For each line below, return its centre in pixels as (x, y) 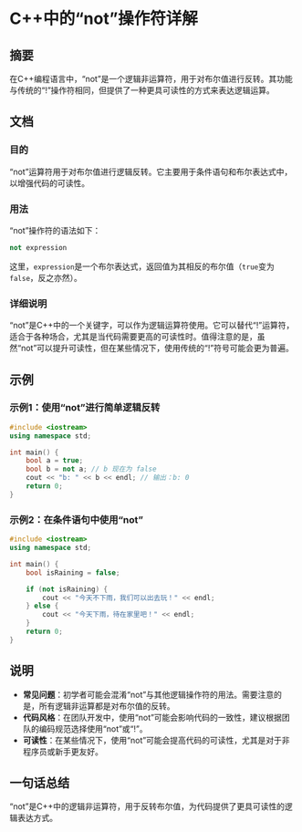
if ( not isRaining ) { (67, 589)
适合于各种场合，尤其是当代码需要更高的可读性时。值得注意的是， (133, 337)
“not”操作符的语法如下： (55, 230)
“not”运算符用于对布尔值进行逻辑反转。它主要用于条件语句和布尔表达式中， (151, 172)
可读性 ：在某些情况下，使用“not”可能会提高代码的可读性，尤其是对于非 (156, 740)
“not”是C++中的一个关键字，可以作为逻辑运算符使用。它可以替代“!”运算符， (152, 326)
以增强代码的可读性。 (49, 182)
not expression (38, 247)
